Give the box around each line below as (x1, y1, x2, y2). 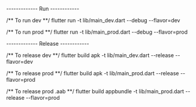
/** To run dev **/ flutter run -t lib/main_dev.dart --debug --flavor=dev (6, 17, 180, 23)
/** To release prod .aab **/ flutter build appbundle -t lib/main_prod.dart (6, 88, 185, 95)
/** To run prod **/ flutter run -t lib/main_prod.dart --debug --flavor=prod (6, 28, 188, 35)
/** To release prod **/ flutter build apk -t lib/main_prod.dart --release (6, 70, 179, 77)
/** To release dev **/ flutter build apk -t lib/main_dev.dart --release (6, 52, 174, 59)
